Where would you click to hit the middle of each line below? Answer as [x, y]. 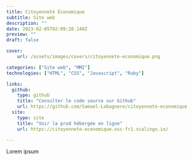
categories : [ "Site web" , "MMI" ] [48, 67]
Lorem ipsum [23, 151]
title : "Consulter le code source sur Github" [77, 101]
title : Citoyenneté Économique [46, 12]
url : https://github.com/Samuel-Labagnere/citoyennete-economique [102, 107]
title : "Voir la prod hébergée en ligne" [70, 123]
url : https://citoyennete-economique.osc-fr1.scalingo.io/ [93, 129]
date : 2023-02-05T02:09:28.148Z [47, 29]
